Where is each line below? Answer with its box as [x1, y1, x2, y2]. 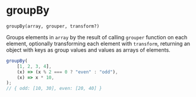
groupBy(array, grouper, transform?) [6, 23, 100, 29]
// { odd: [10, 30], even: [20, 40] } [6, 86, 102, 92]
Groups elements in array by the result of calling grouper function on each [6, 33, 188, 40]
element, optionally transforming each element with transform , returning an [6, 40, 191, 47]
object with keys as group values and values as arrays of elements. [6, 46, 170, 54]
